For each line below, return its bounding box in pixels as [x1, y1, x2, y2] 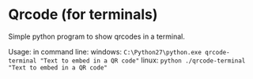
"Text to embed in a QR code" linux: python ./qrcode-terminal [40, 55, 246, 65]
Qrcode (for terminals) [8, 6, 158, 24]
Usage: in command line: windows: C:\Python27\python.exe [8, 47, 202, 56]
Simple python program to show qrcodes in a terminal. [8, 32, 186, 41]
